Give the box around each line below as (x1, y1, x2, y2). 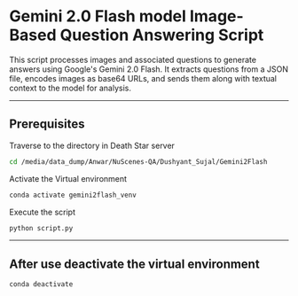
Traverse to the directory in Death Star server (9, 140, 176, 151)
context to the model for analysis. (9, 82, 131, 93)
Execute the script (9, 206, 76, 217)
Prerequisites (9, 117, 85, 132)
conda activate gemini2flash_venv (9, 191, 137, 199)
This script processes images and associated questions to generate (9, 54, 257, 65)
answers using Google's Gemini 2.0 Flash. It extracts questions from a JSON (9, 64, 288, 74)
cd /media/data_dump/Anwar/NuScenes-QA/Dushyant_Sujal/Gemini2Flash (9, 157, 268, 166)
